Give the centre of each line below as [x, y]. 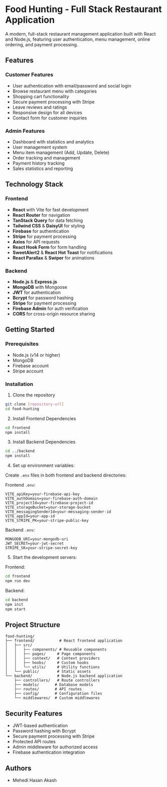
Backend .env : [20, 530]
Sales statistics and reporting [43, 168]
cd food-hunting [22, 409]
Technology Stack [34, 184]
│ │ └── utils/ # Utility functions [53, 667]
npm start [16, 609]
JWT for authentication [37, 292]
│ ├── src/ [19, 645]
